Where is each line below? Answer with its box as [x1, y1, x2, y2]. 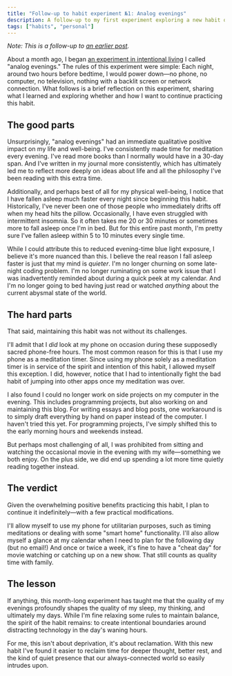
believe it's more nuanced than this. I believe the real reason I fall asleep [7, 252, 213, 261]
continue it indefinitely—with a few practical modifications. [7, 508, 174, 516]
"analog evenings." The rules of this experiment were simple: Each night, [7, 63, 214, 71]
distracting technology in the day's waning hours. [7, 626, 148, 634]
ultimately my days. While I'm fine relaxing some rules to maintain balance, [7, 611, 220, 619]
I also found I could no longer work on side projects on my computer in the [7, 390, 220, 399]
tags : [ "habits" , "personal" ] [7, 23, 95, 30]
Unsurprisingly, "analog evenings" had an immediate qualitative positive [7, 137, 212, 146]
